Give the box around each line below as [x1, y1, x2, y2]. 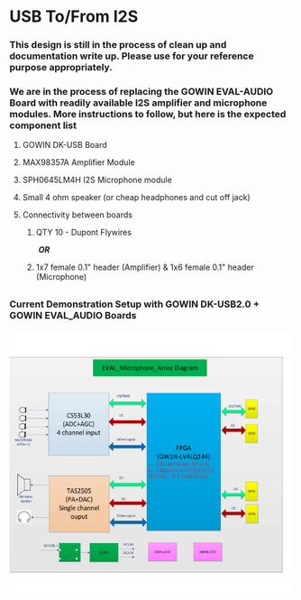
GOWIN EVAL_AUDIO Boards [9, 309, 137, 321]
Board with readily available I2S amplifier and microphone [9, 97, 268, 109]
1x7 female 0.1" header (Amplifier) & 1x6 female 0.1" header [35, 262, 254, 272]
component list [9, 119, 77, 132]
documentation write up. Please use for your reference [9, 50, 254, 62]
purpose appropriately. [9, 61, 113, 74]
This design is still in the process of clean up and [9, 39, 227, 51]
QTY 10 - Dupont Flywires [35, 227, 132, 238]
